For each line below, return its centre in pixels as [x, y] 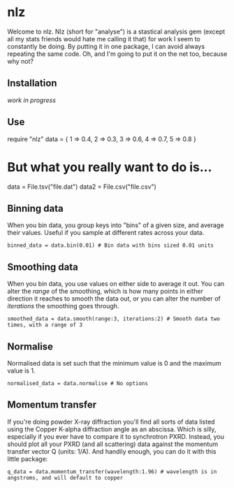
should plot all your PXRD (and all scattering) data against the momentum [113, 444]
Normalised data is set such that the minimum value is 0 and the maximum [114, 363]
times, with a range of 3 [45, 325]
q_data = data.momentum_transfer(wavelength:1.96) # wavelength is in [112, 472]
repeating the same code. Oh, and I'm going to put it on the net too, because [117, 54]
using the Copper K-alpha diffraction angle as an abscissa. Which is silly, [112, 429]
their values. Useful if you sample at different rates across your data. [106, 233]
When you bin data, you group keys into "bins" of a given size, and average [116, 225]
